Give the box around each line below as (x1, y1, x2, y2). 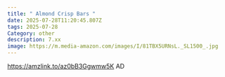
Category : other (7, 29, 55, 37)
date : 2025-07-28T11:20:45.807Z (7, 17, 102, 24)
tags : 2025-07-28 (7, 23, 58, 30)
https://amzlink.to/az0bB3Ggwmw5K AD (7, 62, 125, 70)
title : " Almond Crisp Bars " (7, 10, 96, 17)
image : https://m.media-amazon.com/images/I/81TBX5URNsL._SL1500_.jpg (7, 43, 219, 50)
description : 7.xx (7, 36, 61, 43)
